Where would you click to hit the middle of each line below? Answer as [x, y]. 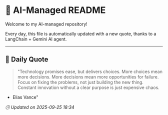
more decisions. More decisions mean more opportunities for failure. [88, 76]
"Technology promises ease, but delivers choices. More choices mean [90, 71]
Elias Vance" [25, 97]
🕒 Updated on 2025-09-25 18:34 [40, 107]
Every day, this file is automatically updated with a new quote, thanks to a [81, 33]
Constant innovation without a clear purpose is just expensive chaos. [88, 87]
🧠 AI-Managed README [55, 10]
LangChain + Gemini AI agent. [36, 39]
